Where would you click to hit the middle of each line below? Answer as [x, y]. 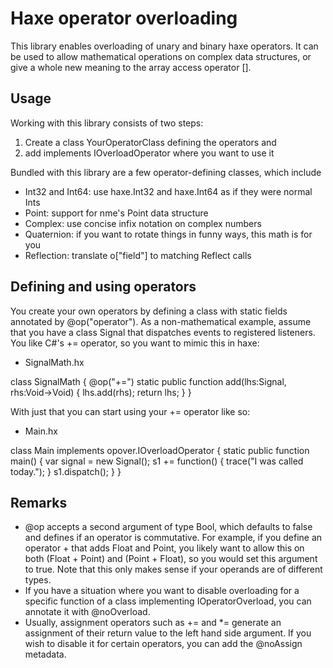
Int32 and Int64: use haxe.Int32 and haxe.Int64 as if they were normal [168, 191]
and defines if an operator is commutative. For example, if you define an [173, 538]
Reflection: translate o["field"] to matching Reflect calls [138, 255]
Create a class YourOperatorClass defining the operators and [150, 142]
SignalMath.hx [54, 362]
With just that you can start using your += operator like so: [130, 411]
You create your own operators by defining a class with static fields [149, 311]
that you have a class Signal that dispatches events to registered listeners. [163, 332]
